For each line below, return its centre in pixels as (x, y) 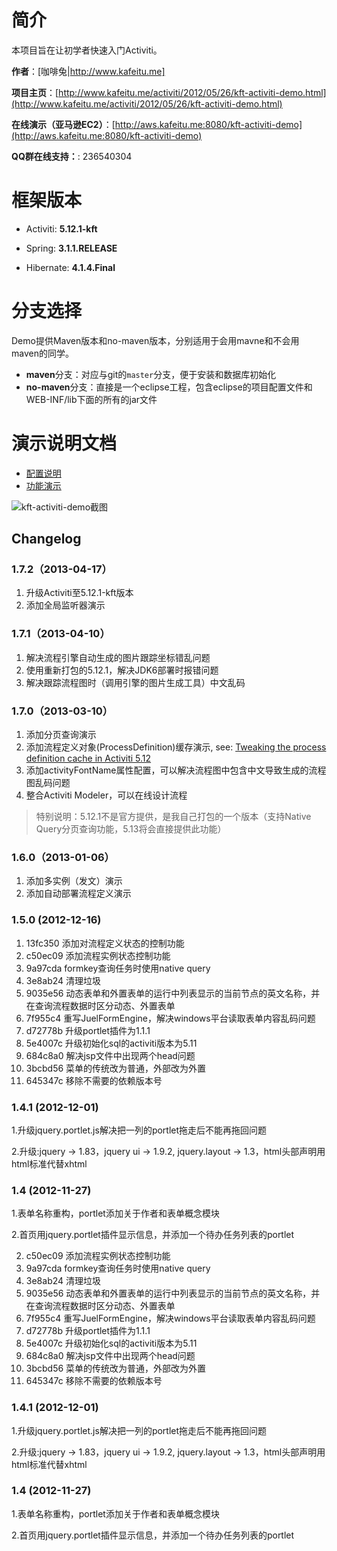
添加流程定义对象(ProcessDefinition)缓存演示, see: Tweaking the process (176, 747)
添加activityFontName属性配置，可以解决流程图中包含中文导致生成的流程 (176, 770)
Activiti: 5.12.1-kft (61, 228)
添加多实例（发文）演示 (74, 881)
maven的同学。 (42, 353)
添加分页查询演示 (61, 735)
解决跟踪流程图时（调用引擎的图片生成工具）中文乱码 (135, 682)
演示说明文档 (64, 443)
